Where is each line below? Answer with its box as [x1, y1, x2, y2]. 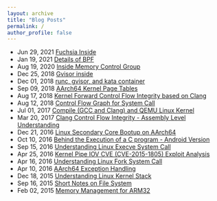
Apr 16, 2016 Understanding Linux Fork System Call [16, 157, 163, 165]
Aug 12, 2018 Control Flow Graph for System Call [16, 99, 156, 107]
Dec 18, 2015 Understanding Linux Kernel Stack [16, 172, 152, 180]
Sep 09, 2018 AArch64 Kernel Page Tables [16, 84, 138, 93]
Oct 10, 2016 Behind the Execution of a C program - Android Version [16, 135, 210, 144]
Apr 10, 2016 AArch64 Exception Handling [16, 165, 136, 173]
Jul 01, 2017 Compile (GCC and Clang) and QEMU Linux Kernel [16, 106, 194, 115]
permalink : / [7, 23, 45, 29]
